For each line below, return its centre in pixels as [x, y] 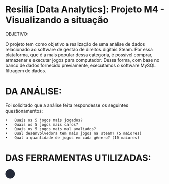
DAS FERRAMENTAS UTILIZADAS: [78, 158]
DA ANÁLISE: [34, 91]
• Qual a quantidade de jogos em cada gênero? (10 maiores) [72, 138]
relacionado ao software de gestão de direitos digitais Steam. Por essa [79, 49]
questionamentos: [24, 111]
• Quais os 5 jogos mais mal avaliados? [51, 129]
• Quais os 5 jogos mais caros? [42, 124]
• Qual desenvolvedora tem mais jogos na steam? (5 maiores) [74, 133]
